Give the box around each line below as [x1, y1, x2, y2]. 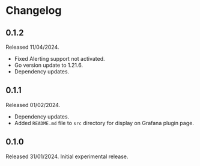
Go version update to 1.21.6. [14, 61, 83, 69]
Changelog [5, 4, 62, 17]
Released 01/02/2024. [5, 101, 61, 108]
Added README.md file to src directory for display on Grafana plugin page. [14, 119, 195, 126]
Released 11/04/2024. [5, 43, 59, 51]
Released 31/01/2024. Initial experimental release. [5, 153, 129, 160]
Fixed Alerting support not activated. [14, 55, 106, 62]
